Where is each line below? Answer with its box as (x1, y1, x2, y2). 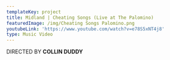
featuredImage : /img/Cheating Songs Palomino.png (6, 20, 135, 26)
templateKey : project (6, 8, 62, 15)
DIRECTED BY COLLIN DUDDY (6, 48, 83, 55)
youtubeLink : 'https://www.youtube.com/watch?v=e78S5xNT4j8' (6, 25, 165, 32)
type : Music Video (6, 32, 53, 38)
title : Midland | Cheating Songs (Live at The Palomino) (6, 15, 154, 21)
